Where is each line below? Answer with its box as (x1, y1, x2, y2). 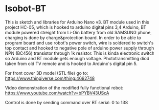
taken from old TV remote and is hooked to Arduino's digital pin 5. (5, 61, 138, 66)
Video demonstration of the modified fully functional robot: (5, 85, 124, 90)
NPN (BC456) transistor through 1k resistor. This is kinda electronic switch (5, 50, 155, 56)
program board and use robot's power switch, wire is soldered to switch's (5, 40, 154, 45)
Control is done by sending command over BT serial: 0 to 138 (5, 99, 128, 105)
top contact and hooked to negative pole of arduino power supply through (5, 45, 154, 51)
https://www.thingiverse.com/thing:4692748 (5, 75, 95, 81)
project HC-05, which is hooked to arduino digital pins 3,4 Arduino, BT (5, 24, 147, 30)
